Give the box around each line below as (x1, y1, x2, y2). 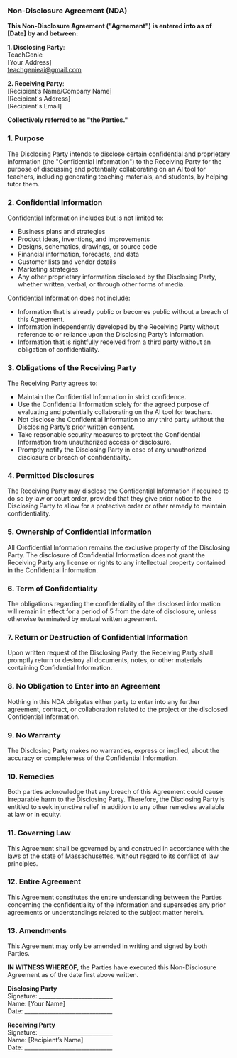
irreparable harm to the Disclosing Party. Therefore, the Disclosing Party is (7, 795, 225, 803)
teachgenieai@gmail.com (7, 66, 82, 74)
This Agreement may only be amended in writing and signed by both (7, 942, 208, 950)
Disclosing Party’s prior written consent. (17, 423, 135, 431)
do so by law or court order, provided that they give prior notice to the (7, 494, 211, 503)
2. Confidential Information (7, 197, 103, 207)
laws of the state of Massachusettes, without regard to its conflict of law (7, 852, 219, 860)
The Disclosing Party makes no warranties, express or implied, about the (7, 746, 220, 754)
